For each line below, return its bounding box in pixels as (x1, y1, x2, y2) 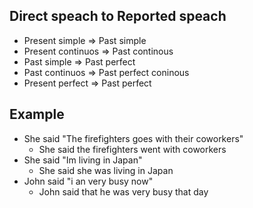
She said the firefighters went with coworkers (38, 143, 227, 155)
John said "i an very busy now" (23, 175, 154, 187)
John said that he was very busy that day (38, 185, 209, 198)
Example (9, 106, 65, 123)
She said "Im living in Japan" (23, 154, 143, 166)
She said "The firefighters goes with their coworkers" (23, 132, 244, 144)
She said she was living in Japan (38, 164, 174, 176)
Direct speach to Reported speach (9, 8, 227, 25)
